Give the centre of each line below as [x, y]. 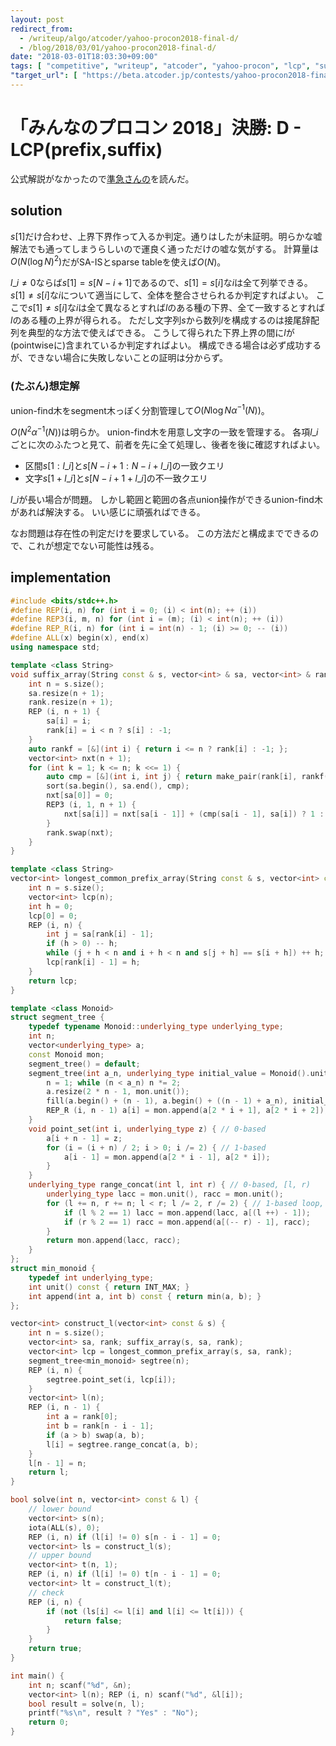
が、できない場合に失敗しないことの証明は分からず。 [119, 358]
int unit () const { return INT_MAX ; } [109, 1287]
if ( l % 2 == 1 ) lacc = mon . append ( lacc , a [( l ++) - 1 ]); [187, 1212]
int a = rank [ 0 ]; [82, 1417]
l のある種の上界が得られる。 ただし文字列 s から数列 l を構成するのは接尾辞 [161, 320]
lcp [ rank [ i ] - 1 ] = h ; [93, 962]
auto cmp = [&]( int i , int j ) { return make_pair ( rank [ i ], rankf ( [187, 777]
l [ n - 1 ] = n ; [57, 1463]
